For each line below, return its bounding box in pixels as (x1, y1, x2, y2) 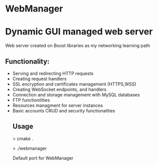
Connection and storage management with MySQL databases (12, 91, 140, 98)
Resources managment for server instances (12, 102, 103, 108)
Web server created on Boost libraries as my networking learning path (5, 43, 150, 49)
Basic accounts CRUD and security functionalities (12, 107, 115, 113)
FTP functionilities (12, 97, 50, 103)
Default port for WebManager (12, 155, 74, 161)
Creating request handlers (12, 76, 67, 82)
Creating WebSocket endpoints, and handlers (12, 86, 107, 92)
